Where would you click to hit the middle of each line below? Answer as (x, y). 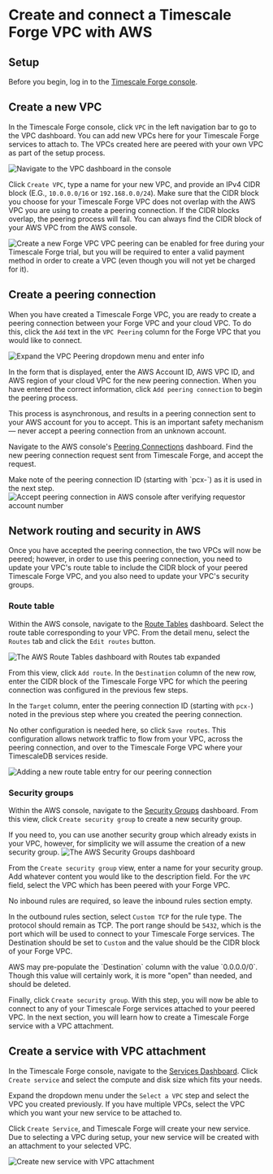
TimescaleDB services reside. (58, 756)
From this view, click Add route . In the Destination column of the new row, (132, 672)
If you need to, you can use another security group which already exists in (132, 835)
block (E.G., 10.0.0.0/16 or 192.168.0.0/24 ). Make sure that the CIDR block (134, 193)
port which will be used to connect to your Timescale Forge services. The (132, 934)
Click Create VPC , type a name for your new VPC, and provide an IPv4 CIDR (134, 184)
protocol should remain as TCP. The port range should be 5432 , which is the (135, 925)
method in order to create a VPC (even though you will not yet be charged (132, 260)
